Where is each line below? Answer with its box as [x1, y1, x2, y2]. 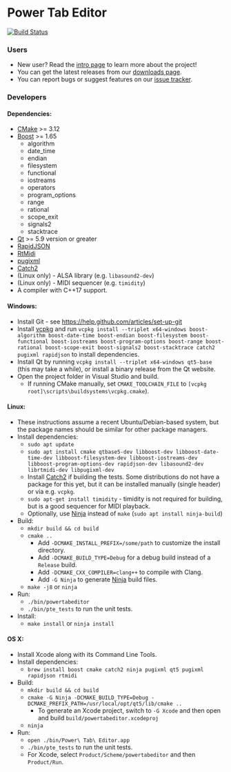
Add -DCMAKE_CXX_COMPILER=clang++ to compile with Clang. [37, 568, 203, 576]
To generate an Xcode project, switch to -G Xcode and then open [37, 706, 221, 715]
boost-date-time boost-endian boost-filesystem [48, 332, 188, 339]
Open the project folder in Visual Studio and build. [17, 372, 159, 380]
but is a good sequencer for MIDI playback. [27, 502, 150, 510]
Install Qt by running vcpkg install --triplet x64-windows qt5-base [17, 357, 212, 366]
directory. [37, 546, 66, 554]
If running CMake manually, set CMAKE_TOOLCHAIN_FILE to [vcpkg [27, 379, 207, 388]
